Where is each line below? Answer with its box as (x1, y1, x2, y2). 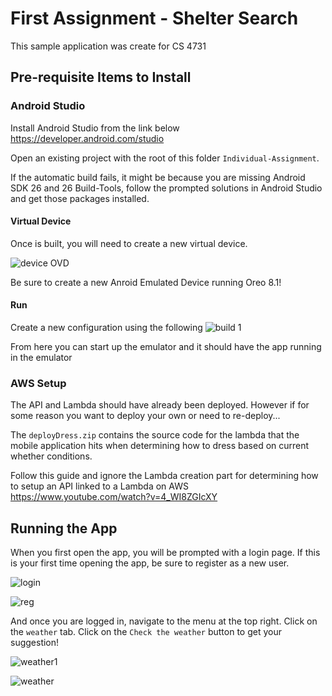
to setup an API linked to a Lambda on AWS (10, 480, 189, 492)
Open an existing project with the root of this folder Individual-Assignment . (10, 152, 320, 164)
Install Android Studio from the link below (10, 122, 180, 134)
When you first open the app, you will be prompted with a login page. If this (10, 547, 321, 559)
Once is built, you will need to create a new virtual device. (10, 237, 248, 249)
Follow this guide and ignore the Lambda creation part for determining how (10, 470, 319, 482)
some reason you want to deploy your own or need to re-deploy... (10, 410, 281, 422)
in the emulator (10, 352, 73, 364)
